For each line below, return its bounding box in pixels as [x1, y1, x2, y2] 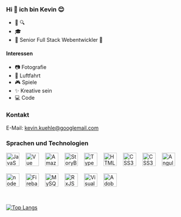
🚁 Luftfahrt [14, 72, 41, 79]
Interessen [6, 50, 33, 57]
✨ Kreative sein [14, 87, 52, 94]
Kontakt [6, 111, 29, 119]
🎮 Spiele [14, 78, 37, 86]
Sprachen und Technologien [6, 139, 89, 147]
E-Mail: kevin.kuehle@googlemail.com [6, 124, 99, 131]
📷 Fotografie [14, 63, 47, 70]
